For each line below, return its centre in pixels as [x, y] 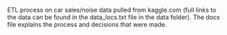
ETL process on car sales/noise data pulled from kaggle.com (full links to [112, 10]
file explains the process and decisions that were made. [87, 24]
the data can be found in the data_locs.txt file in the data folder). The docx [114, 17]
